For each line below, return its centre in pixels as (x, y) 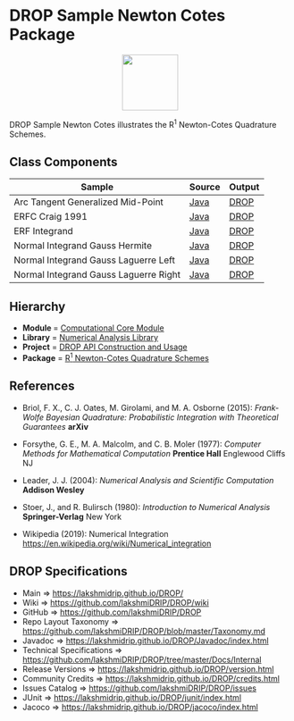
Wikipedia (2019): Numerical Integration (95, 533)
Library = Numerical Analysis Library (90, 338)
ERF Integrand (43, 231)
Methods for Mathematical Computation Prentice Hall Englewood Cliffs (154, 453)
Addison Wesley (53, 490)
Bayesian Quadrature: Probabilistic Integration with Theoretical (162, 417)
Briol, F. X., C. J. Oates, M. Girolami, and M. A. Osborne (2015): (137, 407)
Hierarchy (38, 306)
